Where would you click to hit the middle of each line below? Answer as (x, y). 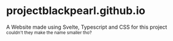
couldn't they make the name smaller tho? (49, 33)
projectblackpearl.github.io (76, 11)
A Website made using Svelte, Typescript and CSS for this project (87, 27)
